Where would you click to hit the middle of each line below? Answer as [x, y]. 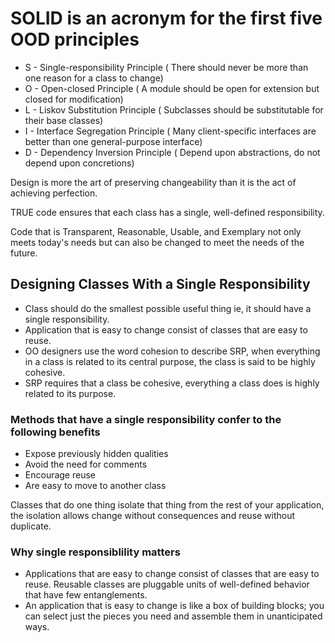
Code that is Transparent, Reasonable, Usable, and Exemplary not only [156, 231]
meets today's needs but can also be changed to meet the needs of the [157, 242]
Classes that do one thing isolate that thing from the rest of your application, [167, 505]
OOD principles [75, 39]
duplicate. [31, 526]
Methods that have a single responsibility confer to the [146, 419]
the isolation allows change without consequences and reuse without [153, 516]
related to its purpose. [70, 393]
